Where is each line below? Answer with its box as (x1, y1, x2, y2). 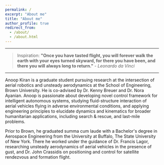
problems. (5, 118, 25, 124)
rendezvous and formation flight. (5, 154, 71, 160)
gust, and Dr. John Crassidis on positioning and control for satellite (5, 149, 139, 155)
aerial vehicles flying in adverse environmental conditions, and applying (5, 103, 149, 109)
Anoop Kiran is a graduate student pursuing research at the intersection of (5, 77, 155, 83)
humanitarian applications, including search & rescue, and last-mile (5, 113, 140, 119)
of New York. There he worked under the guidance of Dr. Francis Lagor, (5, 138, 149, 144)
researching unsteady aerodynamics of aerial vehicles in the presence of (5, 143, 152, 149)
